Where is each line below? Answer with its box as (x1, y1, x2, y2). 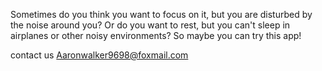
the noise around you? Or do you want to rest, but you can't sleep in (10, 19, 291, 31)
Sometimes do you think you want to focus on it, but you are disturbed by (10, 9, 313, 20)
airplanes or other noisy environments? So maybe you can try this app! (10, 30, 302, 41)
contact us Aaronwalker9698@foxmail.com (10, 49, 189, 61)
